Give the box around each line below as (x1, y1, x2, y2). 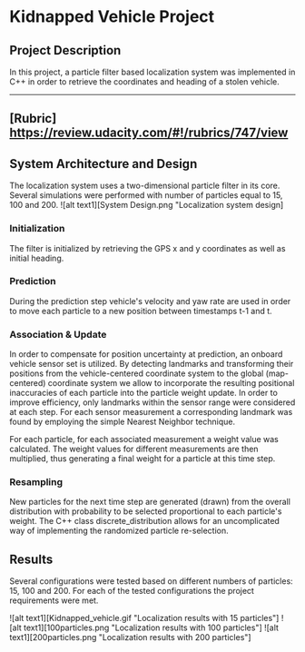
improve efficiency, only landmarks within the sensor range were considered (9, 397, 296, 408)
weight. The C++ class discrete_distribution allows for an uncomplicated (9, 516, 280, 527)
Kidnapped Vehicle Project (9, 6, 215, 27)
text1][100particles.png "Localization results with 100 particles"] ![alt (24, 622, 280, 633)
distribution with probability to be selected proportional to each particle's (9, 506, 282, 517)
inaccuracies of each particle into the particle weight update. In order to (9, 388, 279, 399)
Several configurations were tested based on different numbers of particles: (9, 576, 293, 587)
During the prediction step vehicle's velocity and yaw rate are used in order (9, 295, 291, 306)
